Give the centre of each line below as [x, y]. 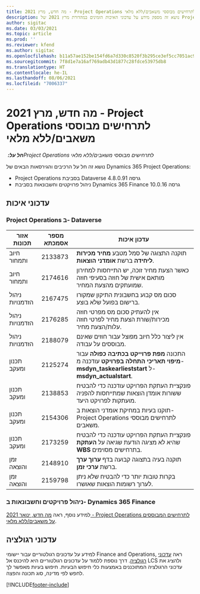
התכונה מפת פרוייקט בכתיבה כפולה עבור [131, 353]
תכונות [22, 243]
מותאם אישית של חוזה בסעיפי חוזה [121, 278]
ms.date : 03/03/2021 [32, 28]
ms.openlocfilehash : [32, 56]
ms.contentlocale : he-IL [37, 73]
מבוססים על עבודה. [101, 344]
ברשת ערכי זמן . [97, 467]
